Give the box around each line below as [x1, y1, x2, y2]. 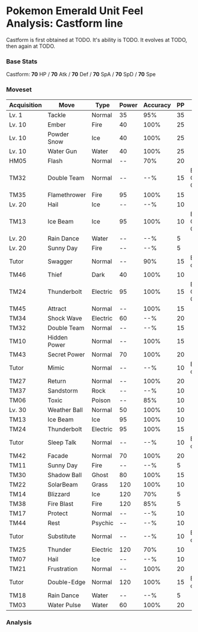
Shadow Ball [47, 471, 82, 479]
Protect [47, 509, 68, 517]
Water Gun [47, 147, 78, 155]
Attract [47, 304, 67, 313]
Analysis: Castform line [6, 17, 124, 30]
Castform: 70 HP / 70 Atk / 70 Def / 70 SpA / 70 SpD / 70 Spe [6, 71, 156, 78]
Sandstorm [47, 386, 78, 394]
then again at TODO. [6, 43, 56, 50]
